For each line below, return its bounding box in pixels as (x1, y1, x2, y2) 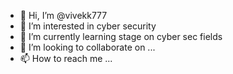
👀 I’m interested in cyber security (19, 20, 157, 32)
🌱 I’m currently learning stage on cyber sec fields (19, 31, 223, 42)
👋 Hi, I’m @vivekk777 (19, 10, 108, 21)
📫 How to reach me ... (19, 53, 113, 64)
